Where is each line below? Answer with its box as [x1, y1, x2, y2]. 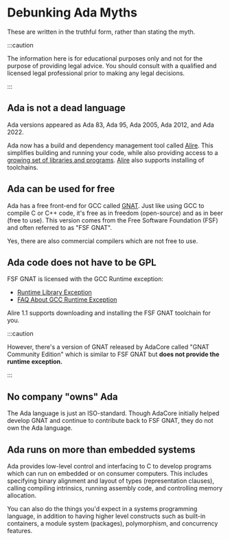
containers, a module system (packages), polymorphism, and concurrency [7, 519, 218, 528]
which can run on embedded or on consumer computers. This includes [7, 470, 208, 477]
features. [7, 527, 33, 534]
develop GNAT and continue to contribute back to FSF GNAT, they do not [7, 417, 214, 425]
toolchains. [7, 163, 38, 172]
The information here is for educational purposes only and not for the [7, 54, 203, 63]
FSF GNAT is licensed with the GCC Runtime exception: [7, 275, 163, 283]
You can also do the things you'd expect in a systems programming [7, 505, 198, 512]
